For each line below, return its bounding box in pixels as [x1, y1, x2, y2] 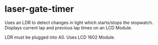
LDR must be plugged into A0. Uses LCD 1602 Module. [4, 34, 115, 40]
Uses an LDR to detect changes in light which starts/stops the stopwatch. [4, 20, 154, 25]
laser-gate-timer [4, 3, 74, 15]
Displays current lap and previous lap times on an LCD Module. [4, 24, 132, 30]
